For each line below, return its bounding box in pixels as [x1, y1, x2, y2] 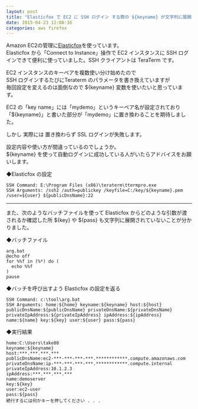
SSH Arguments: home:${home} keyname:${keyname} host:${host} [6, 302, 162, 308]
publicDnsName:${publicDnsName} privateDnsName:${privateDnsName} [6, 307, 173, 313]
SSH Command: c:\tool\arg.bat [6, 297, 81, 303]
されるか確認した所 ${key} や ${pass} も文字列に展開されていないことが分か [6, 217, 192, 224]
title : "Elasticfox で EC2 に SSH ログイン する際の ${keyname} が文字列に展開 [6, 14, 192, 20]
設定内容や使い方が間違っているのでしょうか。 [6, 144, 120, 151]
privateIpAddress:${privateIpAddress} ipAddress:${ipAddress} [6, 312, 162, 318]
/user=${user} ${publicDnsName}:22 [6, 192, 94, 199]
